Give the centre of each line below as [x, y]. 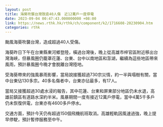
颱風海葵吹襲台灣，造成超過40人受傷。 [44, 42]
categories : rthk [23, 28]
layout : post [18, 9]
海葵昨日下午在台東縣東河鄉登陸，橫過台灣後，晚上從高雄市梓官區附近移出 [79, 52]
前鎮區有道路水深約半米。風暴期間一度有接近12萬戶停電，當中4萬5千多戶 [82, 97]
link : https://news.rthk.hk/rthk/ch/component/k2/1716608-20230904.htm [79, 23]
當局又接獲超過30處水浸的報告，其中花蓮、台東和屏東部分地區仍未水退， [78, 91]
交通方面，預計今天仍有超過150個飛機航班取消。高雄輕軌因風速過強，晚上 [79, 113]
